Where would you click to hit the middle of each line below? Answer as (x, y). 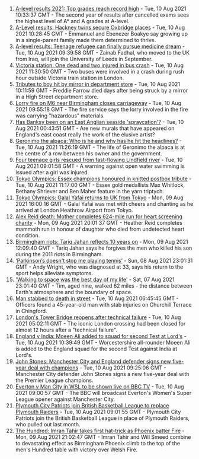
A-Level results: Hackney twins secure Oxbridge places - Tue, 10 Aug (100, 27)
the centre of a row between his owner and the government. (89, 153)
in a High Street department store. (57, 97)
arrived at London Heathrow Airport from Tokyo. (74, 210)
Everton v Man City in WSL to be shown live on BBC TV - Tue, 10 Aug (99, 387)
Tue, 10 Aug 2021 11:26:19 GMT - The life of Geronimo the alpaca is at (100, 147)
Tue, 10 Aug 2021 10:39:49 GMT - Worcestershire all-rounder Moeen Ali (103, 342)
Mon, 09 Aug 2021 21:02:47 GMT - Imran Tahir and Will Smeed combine (103, 437)
